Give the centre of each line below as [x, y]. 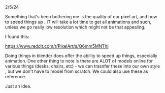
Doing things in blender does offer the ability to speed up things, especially [81, 56]
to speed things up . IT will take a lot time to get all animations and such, [78, 22]
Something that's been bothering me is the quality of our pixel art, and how [81, 16]
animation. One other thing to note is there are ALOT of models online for [79, 61]
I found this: [17, 37]
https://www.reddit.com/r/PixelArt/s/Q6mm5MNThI [57, 46]
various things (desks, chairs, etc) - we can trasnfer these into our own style [82, 66]
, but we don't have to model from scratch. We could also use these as [77, 71]
